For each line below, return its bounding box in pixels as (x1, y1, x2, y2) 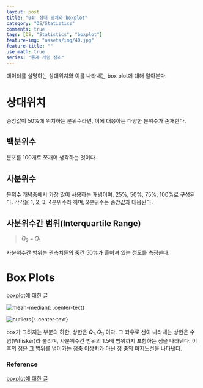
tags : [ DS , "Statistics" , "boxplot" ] (6, 32, 103, 38)
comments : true (6, 26, 45, 32)
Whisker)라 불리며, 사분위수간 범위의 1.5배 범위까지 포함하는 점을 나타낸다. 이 (13, 337, 197, 344)
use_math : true (6, 49, 45, 55)
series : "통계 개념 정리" (6, 54, 65, 60)
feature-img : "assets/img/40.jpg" (6, 37, 95, 43)
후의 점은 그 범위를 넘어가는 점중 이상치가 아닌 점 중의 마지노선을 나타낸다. (6, 345, 182, 352)
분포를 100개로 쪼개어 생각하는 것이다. (6, 154, 97, 161)
